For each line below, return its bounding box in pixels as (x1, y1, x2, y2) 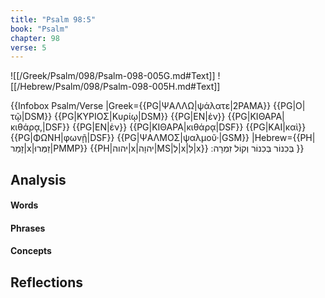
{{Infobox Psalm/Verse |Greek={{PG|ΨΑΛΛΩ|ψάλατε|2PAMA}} (10, 100, 272, 112)
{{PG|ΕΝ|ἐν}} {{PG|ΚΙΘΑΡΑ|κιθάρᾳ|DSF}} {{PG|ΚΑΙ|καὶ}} (71, 121, 307, 133)
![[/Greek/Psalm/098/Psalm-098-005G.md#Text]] (10, 70, 216, 82)
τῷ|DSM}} (10, 111, 53, 123)
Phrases (10, 222, 46, 234)
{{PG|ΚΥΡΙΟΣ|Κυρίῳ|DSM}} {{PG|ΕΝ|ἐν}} (54, 111, 226, 123)
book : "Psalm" (10, 24, 70, 34)
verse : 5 (10, 42, 47, 53)
